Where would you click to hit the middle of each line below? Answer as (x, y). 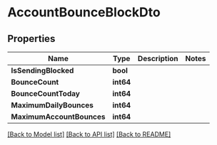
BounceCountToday (46, 93)
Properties (31, 39)
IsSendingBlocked (42, 70)
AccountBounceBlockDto (84, 12)
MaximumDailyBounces (52, 105)
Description (158, 59)
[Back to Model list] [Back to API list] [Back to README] (89, 134)
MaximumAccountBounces (58, 117)
